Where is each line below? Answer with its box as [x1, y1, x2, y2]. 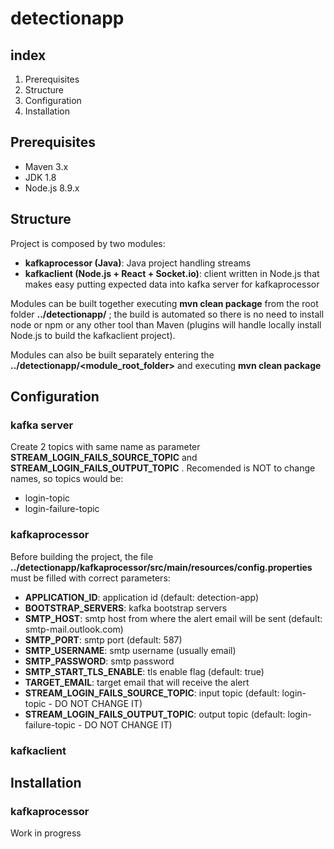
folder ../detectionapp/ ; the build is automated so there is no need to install [10, 308, 325, 320]
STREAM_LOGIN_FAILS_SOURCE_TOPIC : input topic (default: [24, 687, 280, 699]
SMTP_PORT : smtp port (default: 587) [24, 633, 183, 646]
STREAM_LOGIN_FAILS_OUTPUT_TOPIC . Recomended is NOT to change [10, 462, 316, 474]
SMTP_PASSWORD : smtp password [24, 655, 175, 667]
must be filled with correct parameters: [10, 572, 171, 584]
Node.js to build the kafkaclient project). [10, 329, 176, 341]
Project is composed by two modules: [10, 237, 166, 249]
